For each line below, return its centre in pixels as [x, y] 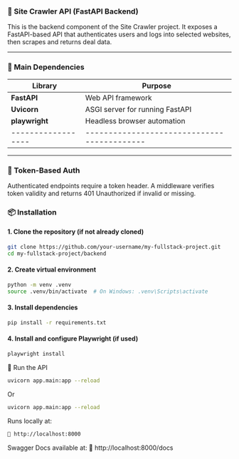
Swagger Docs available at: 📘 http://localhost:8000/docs [90, 448]
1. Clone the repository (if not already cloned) [76, 232]
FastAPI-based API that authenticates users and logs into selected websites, [119, 34]
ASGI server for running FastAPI [138, 109]
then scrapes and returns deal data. [60, 42]
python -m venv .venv [39, 284]
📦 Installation [32, 212]
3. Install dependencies [43, 308]
